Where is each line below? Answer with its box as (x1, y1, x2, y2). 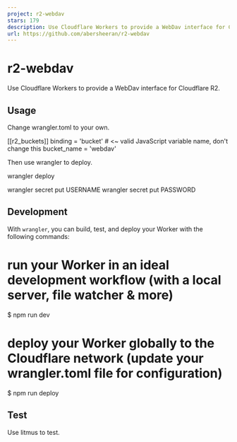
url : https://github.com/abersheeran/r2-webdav (7, 30, 150, 37)
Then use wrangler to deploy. (7, 158, 93, 166)
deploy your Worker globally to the (7, 335, 215, 351)
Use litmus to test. (7, 428, 60, 436)
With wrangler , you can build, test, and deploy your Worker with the (7, 224, 203, 233)
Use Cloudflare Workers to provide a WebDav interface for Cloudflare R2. (7, 84, 221, 93)
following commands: (7, 232, 70, 240)
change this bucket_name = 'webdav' (7, 144, 116, 153)
